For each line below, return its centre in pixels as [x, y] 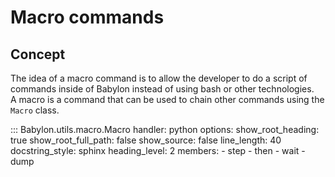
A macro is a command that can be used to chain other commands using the [167, 99]
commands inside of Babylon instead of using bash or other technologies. [162, 89]
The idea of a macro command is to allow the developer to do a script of [159, 78]
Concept [38, 54]
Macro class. [35, 110]
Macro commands [87, 17]
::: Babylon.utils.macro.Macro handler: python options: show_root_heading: [165, 129]
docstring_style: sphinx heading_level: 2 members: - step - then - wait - [158, 150]
